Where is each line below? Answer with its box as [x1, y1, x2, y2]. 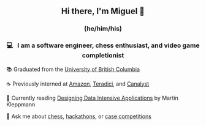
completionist [82, 51, 124, 60]
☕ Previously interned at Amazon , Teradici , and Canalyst [6, 80, 150, 87]
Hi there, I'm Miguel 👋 [61, 6, 145, 17]
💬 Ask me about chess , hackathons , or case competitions [6, 113, 152, 120]
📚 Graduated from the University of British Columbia [6, 65, 140, 73]
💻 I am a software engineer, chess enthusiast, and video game [6, 41, 200, 50]
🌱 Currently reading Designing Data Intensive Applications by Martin [6, 94, 179, 102]
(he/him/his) [83, 24, 123, 33]
